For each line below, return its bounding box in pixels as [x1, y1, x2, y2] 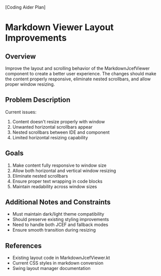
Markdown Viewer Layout [5, 22, 114, 33]
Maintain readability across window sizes [12, 183, 97, 189]
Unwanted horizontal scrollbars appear [12, 124, 93, 130]
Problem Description [5, 96, 71, 104]
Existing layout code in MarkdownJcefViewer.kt [12, 255, 111, 261]
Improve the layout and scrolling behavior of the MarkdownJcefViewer [5, 65, 150, 71]
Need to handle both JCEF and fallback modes [12, 222, 109, 228]
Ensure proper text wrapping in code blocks [12, 178, 103, 184]
